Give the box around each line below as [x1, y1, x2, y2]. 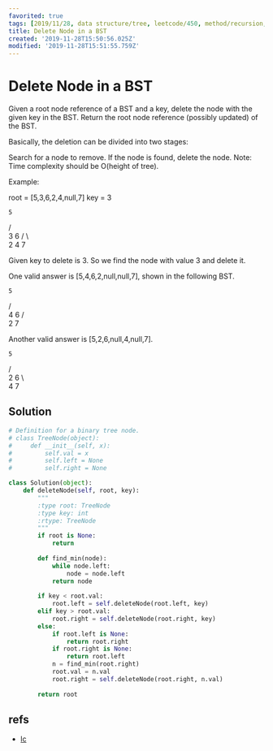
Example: [8, 177, 40, 187]
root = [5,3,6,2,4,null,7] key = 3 [8, 192, 112, 203]
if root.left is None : [51, 630, 129, 638]
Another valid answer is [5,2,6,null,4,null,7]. [8, 334, 154, 344]
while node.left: [51, 562, 111, 570]
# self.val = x [8, 449, 89, 457]
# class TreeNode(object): [8, 434, 100, 442]
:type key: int [37, 509, 89, 517]
